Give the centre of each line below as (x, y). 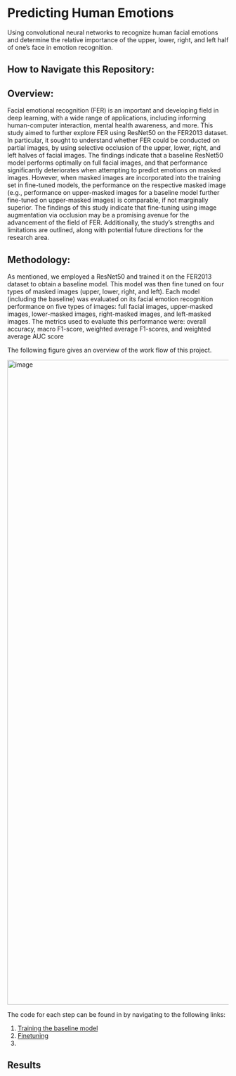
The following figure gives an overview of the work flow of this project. (110, 350)
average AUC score (36, 336)
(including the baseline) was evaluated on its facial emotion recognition (110, 299)
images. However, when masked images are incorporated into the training (114, 178)
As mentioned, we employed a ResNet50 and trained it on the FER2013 (110, 277)
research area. (28, 238)
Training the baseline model (58, 1028)
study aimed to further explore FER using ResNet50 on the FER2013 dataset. (118, 133)
